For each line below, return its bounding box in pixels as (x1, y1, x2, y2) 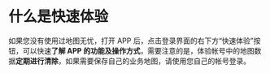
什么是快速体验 (8, 7, 109, 26)
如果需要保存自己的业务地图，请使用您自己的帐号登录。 (64, 56, 250, 66)
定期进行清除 (15, 56, 59, 66)
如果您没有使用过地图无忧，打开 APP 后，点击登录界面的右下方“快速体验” (8, 36, 254, 45)
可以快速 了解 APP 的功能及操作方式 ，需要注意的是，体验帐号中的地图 (22, 45, 255, 55)
